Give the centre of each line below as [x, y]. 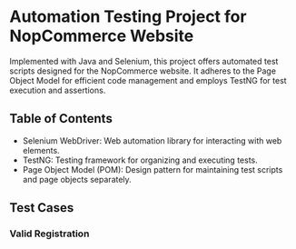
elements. [41, 150]
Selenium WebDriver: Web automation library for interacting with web [152, 140]
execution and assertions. [58, 90]
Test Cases [42, 208]
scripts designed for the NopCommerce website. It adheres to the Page [143, 71]
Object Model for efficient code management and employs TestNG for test [148, 80]
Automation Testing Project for [128, 17]
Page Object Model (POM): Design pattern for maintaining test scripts [153, 169]
